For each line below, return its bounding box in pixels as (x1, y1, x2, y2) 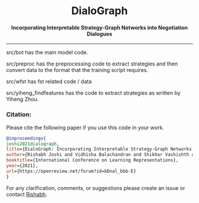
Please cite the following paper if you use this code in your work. (6, 124, 165, 131)
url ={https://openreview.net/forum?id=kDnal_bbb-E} (6, 168, 136, 174)
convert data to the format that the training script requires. (6, 67, 149, 74)
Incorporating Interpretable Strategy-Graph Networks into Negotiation (11, 24, 188, 31)
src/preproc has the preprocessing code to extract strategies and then (6, 60, 178, 67)
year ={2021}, (6, 163, 38, 169)
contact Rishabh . (6, 191, 47, 198)
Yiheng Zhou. (6, 96, 39, 103)
